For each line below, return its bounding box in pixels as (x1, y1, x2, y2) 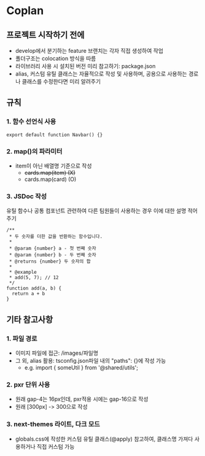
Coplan (6, 4, 44, 18)
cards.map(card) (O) (24, 176, 77, 183)
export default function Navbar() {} (6, 131, 103, 138)
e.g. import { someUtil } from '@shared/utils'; (24, 363, 139, 371)
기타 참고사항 (6, 314, 53, 325)
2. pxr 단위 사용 (6, 380, 50, 388)
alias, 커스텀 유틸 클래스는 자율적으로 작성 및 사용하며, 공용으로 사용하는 (15, 70, 187, 77)
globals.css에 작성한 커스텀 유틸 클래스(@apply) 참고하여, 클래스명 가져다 (15, 435, 193, 442)
